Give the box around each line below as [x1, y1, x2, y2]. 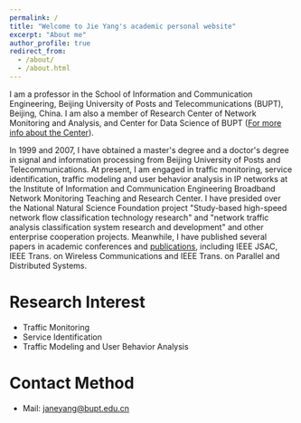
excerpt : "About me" [9, 30, 88, 39]
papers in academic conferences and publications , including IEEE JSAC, [9, 241, 278, 252]
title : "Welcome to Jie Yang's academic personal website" [9, 22, 237, 31]
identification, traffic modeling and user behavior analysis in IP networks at [9, 173, 288, 184]
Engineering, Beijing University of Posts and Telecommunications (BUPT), [9, 98, 284, 109]
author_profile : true [9, 38, 91, 48]
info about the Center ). [9, 127, 95, 138]
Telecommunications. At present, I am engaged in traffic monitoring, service [9, 164, 293, 175]
